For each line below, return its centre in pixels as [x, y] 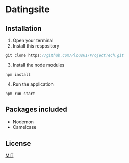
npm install [18, 74]
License [18, 143]
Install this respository [36, 46]
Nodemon [23, 122]
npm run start [20, 94]
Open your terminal [33, 40]
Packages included [36, 110]
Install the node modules [38, 65]
